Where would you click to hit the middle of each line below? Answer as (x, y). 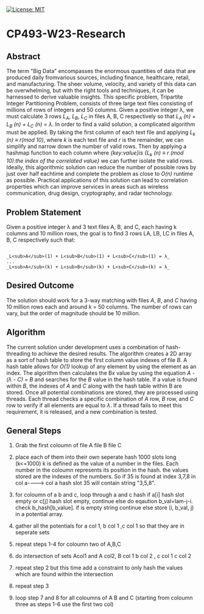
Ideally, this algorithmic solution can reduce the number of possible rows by (101, 167)
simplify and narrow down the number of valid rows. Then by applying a (97, 147)
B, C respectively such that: (41, 240)
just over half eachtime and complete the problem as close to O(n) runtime (100, 174)
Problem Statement (44, 212)
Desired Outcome (40, 286)
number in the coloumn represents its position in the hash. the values (102, 470)
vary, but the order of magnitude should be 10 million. (73, 313)
